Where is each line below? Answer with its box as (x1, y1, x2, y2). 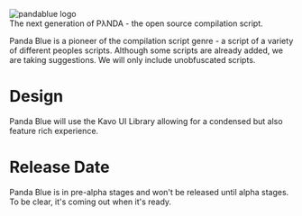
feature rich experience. (9, 125, 99, 136)
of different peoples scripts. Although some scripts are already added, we (9, 45, 284, 56)
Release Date (9, 157, 110, 177)
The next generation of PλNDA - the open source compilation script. (9, 18, 263, 29)
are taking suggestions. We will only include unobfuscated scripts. (9, 55, 256, 65)
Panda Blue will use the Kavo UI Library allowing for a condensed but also (9, 115, 283, 126)
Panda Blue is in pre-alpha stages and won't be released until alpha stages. (9, 186, 289, 197)
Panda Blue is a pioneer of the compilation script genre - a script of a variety (9, 36, 294, 46)
